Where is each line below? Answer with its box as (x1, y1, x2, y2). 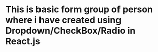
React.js (5, 36, 41, 47)
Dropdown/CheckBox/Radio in (5, 25, 136, 36)
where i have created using (5, 14, 122, 26)
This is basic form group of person (5, 4, 153, 15)
